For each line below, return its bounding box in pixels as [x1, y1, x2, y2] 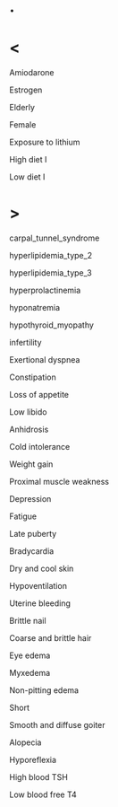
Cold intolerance [9, 442, 71, 452]
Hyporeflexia [9, 755, 56, 766]
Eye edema [9, 650, 51, 661]
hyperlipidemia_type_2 [9, 250, 92, 261]
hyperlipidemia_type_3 [9, 268, 92, 278]
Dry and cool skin [9, 563, 74, 575]
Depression [9, 494, 52, 504]
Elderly [9, 102, 36, 113]
